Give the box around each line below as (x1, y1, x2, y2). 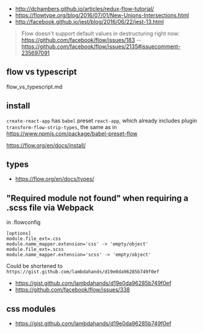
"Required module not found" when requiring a (6, 193, 189, 203)
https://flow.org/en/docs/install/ (6, 141, 87, 149)
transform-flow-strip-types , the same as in (6, 123, 117, 130)
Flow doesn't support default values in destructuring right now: (21, 30, 180, 37)
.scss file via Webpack (6, 202, 94, 212)
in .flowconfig (6, 219, 41, 226)
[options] (6, 231, 32, 237)
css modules (6, 304, 56, 314)
